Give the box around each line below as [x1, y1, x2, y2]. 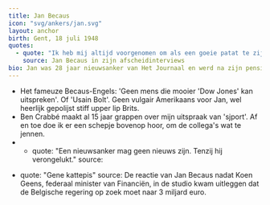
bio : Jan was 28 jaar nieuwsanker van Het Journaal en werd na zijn [8, 64, 243, 72]
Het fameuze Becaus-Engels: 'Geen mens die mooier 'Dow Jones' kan [19, 86, 253, 96]
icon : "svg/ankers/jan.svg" [8, 19, 103, 27]
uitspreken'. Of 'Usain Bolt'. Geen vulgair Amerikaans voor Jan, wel [19, 94, 242, 105]
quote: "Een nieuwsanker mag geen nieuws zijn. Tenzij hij [31, 146, 223, 155]
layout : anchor [8, 27, 59, 35]
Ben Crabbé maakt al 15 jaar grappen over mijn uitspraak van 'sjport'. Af [19, 112, 258, 121]
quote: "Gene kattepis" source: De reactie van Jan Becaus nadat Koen [19, 170, 253, 179]
